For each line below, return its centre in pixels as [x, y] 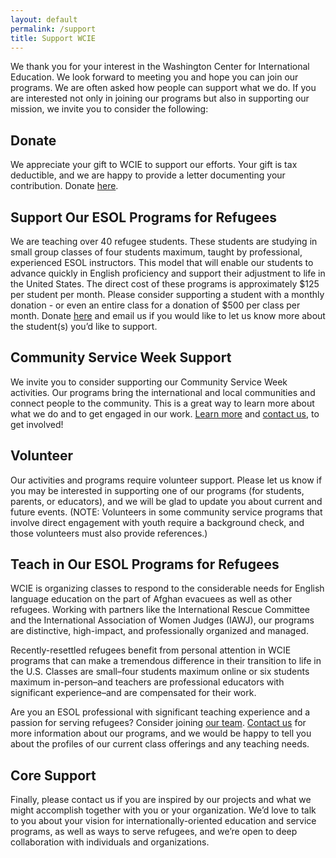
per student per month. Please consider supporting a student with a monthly [167, 294]
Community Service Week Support [121, 357]
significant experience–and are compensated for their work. [133, 693]
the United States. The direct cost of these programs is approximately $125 [165, 284]
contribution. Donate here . [64, 186]
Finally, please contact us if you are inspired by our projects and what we [161, 800]
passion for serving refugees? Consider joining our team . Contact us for [158, 723]
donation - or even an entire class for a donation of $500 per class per [155, 305]
